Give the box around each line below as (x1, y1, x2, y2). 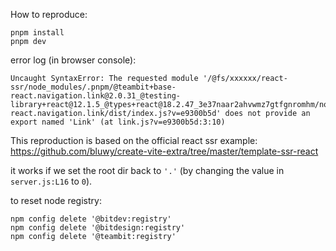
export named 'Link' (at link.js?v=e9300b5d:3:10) (10, 117, 226, 127)
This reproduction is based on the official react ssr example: (10, 135, 258, 146)
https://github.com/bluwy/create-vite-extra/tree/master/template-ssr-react (10, 145, 319, 157)
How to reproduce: (10, 9, 88, 20)
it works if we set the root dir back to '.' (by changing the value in (10, 165, 285, 176)
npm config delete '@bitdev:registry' (10, 214, 172, 224)
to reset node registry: (10, 195, 102, 206)
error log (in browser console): (10, 54, 137, 66)
